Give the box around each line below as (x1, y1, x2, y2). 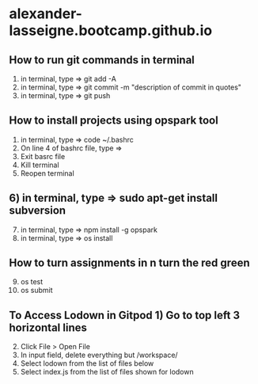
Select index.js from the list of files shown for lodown (20, 367, 194, 377)
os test (20, 277, 44, 287)
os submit (20, 286, 53, 295)
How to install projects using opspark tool (9, 114, 218, 127)
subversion (9, 203, 66, 218)
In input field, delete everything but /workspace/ (20, 350, 178, 360)
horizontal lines (9, 321, 88, 334)
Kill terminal (20, 160, 59, 169)
